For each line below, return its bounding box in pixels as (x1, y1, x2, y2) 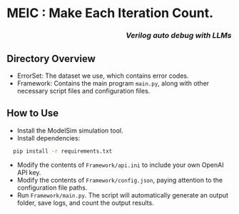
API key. (16, 168, 41, 176)
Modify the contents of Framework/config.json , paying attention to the (16, 175, 223, 184)
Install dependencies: (16, 133, 81, 142)
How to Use (6, 107, 59, 119)
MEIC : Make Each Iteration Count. (6, 5, 213, 21)
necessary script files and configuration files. (16, 86, 151, 95)
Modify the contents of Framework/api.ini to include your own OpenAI (16, 160, 224, 169)
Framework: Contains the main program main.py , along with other (16, 78, 210, 87)
